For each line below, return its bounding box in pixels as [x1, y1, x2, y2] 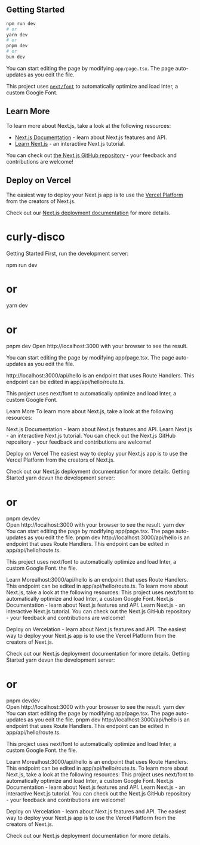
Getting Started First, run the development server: [6, 250, 129, 257]
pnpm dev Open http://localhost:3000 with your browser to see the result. [6, 343, 188, 350]
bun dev [6, 54, 26, 60]
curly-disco [6, 230, 66, 244]
